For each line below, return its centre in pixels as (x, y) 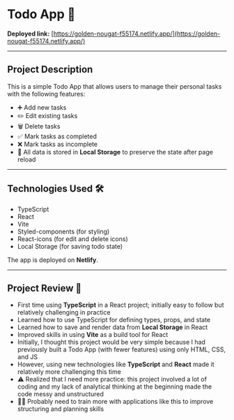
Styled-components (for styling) (63, 231)
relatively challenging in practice (64, 312)
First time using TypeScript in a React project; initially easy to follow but (120, 305)
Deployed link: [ (31, 34)
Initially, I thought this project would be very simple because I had (111, 342)
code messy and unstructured (61, 394)
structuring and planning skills (61, 409)
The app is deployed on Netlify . (53, 260)
